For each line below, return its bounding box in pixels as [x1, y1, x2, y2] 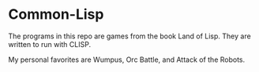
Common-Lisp [8, 5, 104, 23]
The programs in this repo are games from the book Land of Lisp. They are [8, 31, 251, 41]
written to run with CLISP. [8, 39, 92, 49]
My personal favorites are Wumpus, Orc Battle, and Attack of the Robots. [8, 55, 246, 64]
